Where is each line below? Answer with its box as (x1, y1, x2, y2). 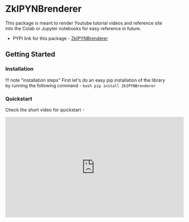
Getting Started (5, 50, 56, 59)
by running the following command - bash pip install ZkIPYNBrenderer (5, 82, 156, 88)
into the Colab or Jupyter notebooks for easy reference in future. (5, 25, 142, 31)
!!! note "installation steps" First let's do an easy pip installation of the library (5, 77, 166, 83)
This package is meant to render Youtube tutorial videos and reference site (5, 20, 163, 26)
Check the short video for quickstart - (5, 107, 85, 113)
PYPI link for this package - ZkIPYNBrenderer (12, 35, 108, 41)
